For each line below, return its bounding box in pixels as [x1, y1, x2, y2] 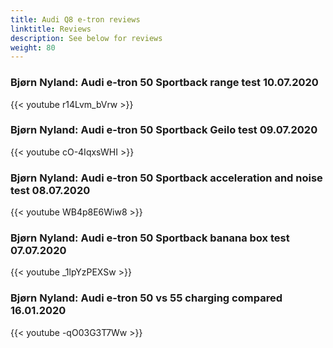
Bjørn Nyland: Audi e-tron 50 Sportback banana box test [10, 231, 290, 245]
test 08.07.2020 [10, 183, 91, 197]
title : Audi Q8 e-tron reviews [10, 14, 141, 25]
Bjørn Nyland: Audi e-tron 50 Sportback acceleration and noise [10, 171, 323, 185]
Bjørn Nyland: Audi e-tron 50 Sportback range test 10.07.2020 [10, 76, 319, 90]
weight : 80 [10, 42, 56, 53]
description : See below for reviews [10, 33, 163, 43]
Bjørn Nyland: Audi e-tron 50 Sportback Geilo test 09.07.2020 [10, 123, 318, 137]
